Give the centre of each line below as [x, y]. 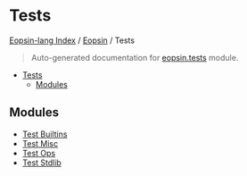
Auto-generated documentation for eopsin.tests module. [135, 57]
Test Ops [39, 153]
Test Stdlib [42, 163]
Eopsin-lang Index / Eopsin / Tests [72, 40]
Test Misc [40, 143]
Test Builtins [45, 134]
